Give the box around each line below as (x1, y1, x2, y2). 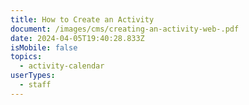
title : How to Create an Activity (10, 14, 155, 25)
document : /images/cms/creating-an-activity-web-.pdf (10, 24, 240, 34)
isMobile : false (10, 42, 78, 53)
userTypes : (10, 71, 56, 81)
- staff (19, 80, 52, 90)
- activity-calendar (19, 61, 105, 71)
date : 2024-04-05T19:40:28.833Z (10, 33, 145, 43)
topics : (10, 52, 43, 62)
